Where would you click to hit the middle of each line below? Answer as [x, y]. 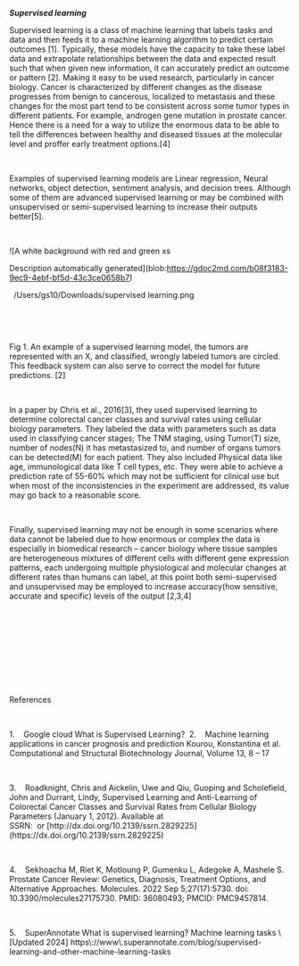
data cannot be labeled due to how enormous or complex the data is [135, 539]
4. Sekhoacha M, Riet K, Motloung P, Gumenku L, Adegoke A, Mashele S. [147, 870]
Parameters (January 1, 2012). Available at [87, 816]
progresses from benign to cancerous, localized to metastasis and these [142, 96]
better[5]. [27, 216]
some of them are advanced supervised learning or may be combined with [146, 197]
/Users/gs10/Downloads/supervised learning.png [104, 295]
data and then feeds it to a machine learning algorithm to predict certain [141, 40]
